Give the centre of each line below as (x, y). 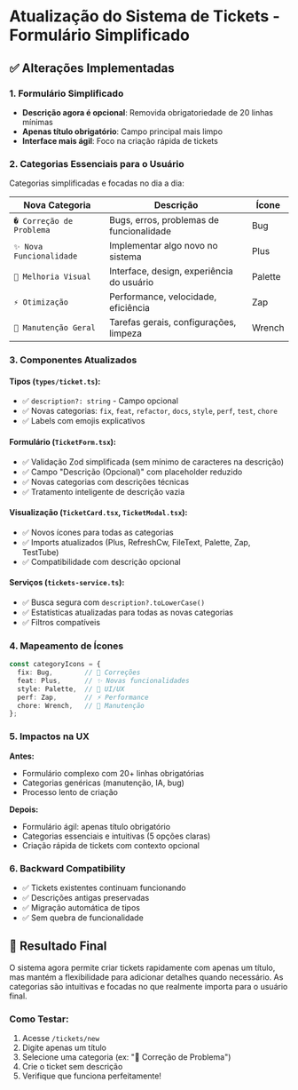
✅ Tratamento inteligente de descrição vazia (103, 491)
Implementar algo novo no (164, 246)
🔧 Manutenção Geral (55, 328)
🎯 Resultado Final (58, 947)
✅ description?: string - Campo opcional (100, 401)
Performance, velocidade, (163, 297)
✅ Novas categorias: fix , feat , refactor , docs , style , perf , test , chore (149, 411)
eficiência (130, 308)
